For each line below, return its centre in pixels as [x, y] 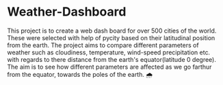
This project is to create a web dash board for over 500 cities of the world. [112, 31]
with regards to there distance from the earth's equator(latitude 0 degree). [112, 59]
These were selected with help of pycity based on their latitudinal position [111, 37]
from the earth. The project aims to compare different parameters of [103, 45]
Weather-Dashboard [67, 12]
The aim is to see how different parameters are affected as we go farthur [109, 67]
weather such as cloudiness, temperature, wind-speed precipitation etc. [109, 52]
